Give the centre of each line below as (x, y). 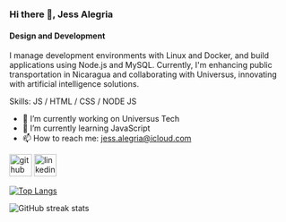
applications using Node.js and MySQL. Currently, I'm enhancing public (141, 65)
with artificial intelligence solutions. (74, 84)
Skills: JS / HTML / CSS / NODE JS (73, 101)
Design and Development (57, 36)
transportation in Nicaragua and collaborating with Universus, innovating (143, 74)
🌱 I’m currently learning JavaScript (86, 128)
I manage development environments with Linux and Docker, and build (139, 55)
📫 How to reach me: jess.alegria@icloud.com (107, 139)
